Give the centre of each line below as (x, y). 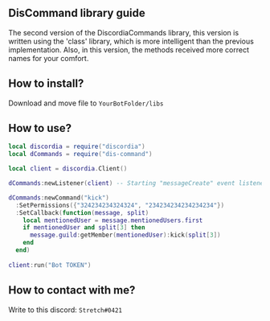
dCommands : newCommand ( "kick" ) (59, 198)
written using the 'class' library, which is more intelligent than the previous (131, 41)
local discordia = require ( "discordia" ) (77, 147)
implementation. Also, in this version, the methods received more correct (129, 49)
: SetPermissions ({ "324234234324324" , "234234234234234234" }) (120, 205)
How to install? (46, 84)
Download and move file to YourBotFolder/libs (86, 103)
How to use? (40, 128)
